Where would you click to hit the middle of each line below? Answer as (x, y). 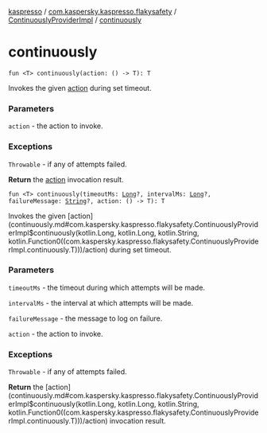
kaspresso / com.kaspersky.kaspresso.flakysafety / (93, 12)
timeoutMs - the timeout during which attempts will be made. (106, 287)
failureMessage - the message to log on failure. (85, 318)
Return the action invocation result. (66, 179)
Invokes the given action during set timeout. (80, 88)
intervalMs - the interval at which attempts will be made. (101, 302)
